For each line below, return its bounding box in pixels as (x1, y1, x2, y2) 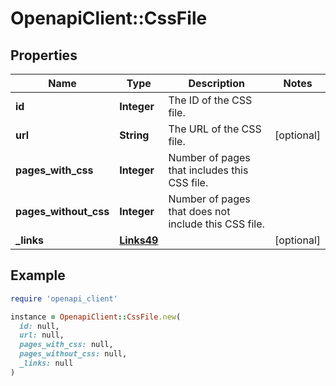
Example (10, 267, 66, 284)
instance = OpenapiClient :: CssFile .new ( (10, 312, 182, 322)
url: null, (19, 330, 65, 341)
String (119, 128, 150, 142)
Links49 (119, 233, 159, 247)
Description (188, 77, 245, 90)
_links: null (19, 358, 74, 369)
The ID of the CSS (168, 93, 253, 107)
